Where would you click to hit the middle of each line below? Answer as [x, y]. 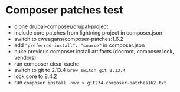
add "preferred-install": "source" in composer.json [79, 45]
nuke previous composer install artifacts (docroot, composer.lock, [94, 51]
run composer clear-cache [47, 64]
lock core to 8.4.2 [35, 76]
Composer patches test [64, 10]
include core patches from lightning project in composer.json [88, 32]
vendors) [25, 57]
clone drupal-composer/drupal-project [61, 26]
